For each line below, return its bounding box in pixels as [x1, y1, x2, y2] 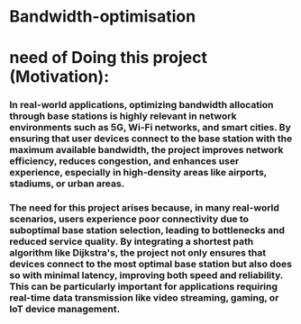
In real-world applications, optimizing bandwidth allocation [9, 99, 274, 112]
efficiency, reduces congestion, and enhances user [9, 155, 240, 167]
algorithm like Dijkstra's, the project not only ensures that [9, 247, 267, 259]
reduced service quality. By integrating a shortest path [9, 236, 254, 248]
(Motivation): [9, 67, 110, 87]
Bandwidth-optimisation [9, 6, 196, 27]
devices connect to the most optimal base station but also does [9, 258, 293, 271]
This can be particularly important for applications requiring [9, 281, 278, 293]
